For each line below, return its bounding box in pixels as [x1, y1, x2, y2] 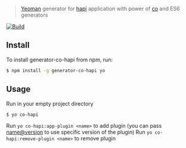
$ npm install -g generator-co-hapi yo [6, 67, 106, 73]
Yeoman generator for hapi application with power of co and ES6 [20, 5, 180, 12]
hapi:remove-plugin [6, 136, 55, 142]
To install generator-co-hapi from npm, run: [6, 56, 113, 63]
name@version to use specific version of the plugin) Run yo [6, 128, 153, 136]
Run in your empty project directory [6, 100, 94, 107]
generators [20, 11, 48, 18]
